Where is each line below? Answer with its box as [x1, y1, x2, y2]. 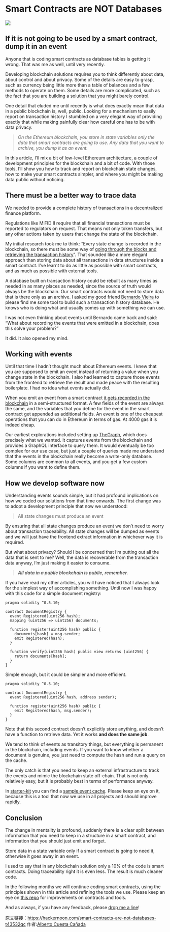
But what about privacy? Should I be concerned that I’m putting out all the [5, 549, 159, 555]
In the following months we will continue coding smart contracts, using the [5, 884, 161, 890]
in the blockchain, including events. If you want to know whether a [5, 747, 144, 753]
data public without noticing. [5, 176, 65, 182]
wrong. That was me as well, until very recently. [5, 61, 105, 67]
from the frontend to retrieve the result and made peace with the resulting [5, 380, 160, 386]
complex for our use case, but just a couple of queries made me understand [5, 448, 164, 454]
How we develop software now [5, 479, 105, 488]
